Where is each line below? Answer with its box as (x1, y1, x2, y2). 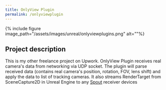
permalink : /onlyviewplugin (5, 12, 64, 17)
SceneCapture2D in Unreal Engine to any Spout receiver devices (5, 79, 138, 85)
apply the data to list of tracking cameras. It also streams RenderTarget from (5, 74, 162, 80)
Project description (5, 45, 66, 53)
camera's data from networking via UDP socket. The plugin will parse (5, 63, 148, 69)
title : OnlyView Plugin (5, 7, 55, 12)
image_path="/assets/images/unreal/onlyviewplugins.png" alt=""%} (5, 31, 145, 37)
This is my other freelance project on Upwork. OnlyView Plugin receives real (5, 58, 162, 64)
